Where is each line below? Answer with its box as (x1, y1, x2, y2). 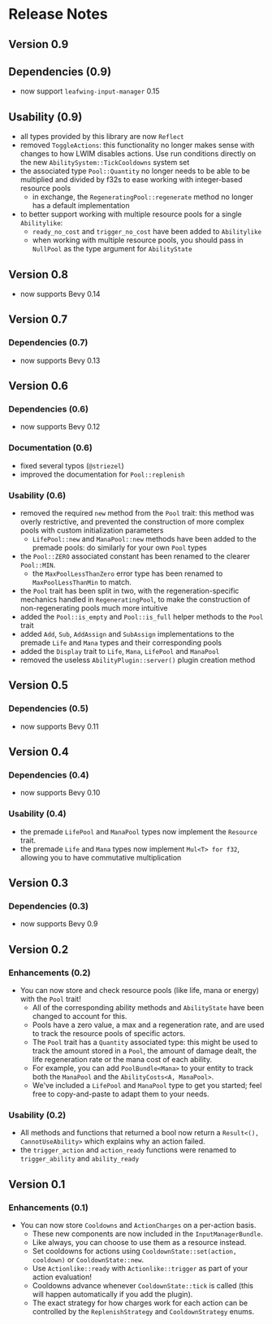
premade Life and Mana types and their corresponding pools (19, 638, 222, 647)
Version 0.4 (8, 745, 69, 759)
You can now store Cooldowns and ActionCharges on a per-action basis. (19, 1221, 257, 1230)
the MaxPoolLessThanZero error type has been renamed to (32, 568, 223, 578)
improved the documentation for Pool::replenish (19, 469, 185, 479)
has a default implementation (32, 201, 130, 211)
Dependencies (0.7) (8, 337, 89, 348)
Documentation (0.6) (8, 442, 93, 454)
